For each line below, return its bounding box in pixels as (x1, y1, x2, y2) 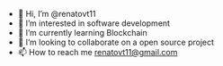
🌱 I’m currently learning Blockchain (17, 28, 147, 37)
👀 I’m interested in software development (17, 18, 171, 29)
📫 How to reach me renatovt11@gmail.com (17, 47, 178, 57)
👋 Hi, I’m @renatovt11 (17, 9, 96, 19)
